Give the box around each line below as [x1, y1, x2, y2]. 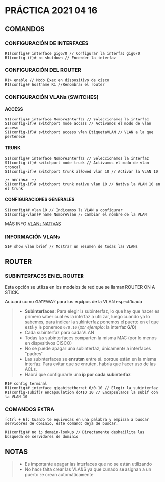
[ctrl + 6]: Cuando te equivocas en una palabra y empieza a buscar [5, 417, 149, 422]
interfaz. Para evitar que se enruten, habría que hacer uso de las [24, 361, 156, 367]
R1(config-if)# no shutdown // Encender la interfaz [5, 55, 116, 60]
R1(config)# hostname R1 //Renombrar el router [5, 82, 105, 87]
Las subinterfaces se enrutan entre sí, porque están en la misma [24, 356, 157, 361]
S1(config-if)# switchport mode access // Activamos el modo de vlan [5, 121, 152, 126]
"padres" [24, 350, 43, 357]
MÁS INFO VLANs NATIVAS [5, 221, 61, 227]
